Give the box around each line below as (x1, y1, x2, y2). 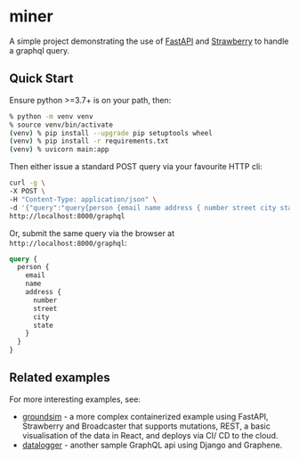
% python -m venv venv (9, 111, 93, 121)
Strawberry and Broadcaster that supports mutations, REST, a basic (21, 421, 271, 431)
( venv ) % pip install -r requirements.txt (9, 136, 169, 146)
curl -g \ (9, 178, 46, 188)
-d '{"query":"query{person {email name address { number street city (9, 203, 277, 212)
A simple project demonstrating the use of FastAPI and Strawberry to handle (9, 36, 289, 46)
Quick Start (9, 71, 74, 86)
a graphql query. (9, 45, 70, 55)
